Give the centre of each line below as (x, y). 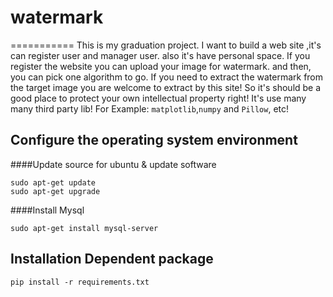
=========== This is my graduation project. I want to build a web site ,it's (166, 45)
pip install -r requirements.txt (80, 282)
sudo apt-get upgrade (55, 191)
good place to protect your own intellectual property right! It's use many (158, 98)
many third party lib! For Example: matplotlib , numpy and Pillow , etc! (150, 108)
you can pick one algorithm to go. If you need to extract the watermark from (167, 77)
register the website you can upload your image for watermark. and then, (161, 66)
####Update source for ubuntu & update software (113, 164)
